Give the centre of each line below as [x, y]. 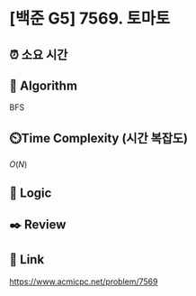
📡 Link [27, 259]
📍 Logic [31, 193]
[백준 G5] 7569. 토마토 [90, 18]
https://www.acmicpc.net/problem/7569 [84, 282]
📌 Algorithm [44, 85]
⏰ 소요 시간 [39, 55]
